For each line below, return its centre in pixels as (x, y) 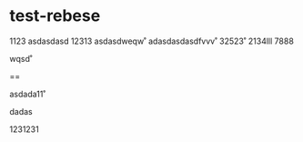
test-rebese (55, 16)
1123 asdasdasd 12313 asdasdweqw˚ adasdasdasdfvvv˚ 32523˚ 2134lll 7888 (151, 41)
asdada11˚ (28, 94)
